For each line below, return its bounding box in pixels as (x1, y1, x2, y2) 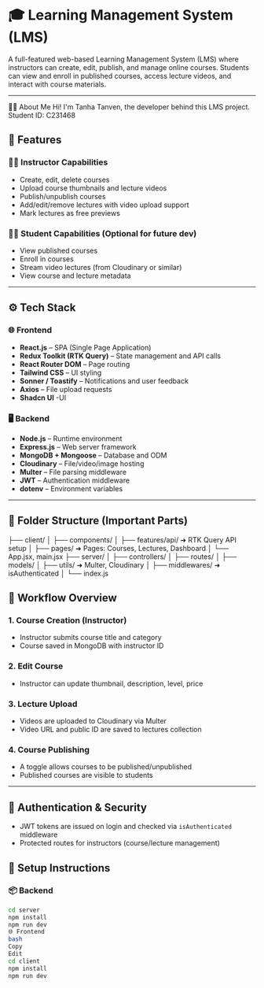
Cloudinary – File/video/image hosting (19, 458, 145, 468)
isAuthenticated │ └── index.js (8, 568, 109, 578)
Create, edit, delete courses (19, 175, 110, 184)
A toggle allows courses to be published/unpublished (19, 762, 192, 772)
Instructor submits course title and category (19, 633, 163, 642)
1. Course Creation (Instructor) (8, 615, 127, 626)
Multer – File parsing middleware (19, 467, 127, 476)
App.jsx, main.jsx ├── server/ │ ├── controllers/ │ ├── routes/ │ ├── (8, 552, 237, 561)
